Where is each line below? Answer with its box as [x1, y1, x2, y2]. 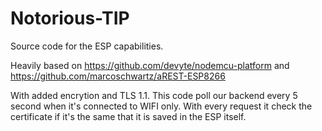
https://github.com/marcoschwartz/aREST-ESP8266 [10, 70, 226, 82]
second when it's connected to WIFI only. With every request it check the [10, 100, 313, 112]
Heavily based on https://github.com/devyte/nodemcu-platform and [10, 59, 290, 71]
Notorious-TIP [10, 7, 130, 30]
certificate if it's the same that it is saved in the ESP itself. [10, 110, 247, 122]
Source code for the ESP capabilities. [10, 40, 164, 52]
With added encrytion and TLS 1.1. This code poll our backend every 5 [10, 89, 298, 101]
